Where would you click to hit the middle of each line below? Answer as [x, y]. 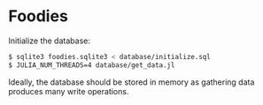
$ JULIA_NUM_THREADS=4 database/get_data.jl [92, 65]
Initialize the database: [49, 41]
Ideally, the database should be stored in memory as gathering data [131, 82]
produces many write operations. [69, 91]
